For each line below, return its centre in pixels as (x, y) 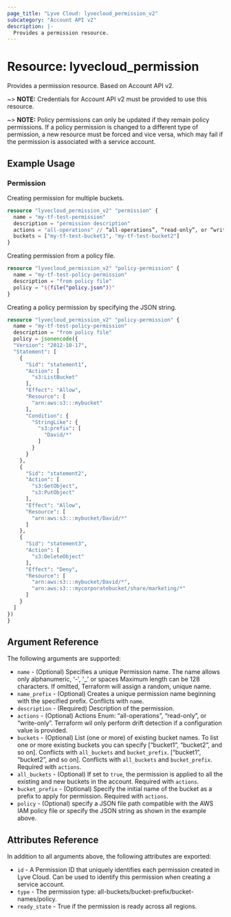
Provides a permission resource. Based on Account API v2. (90, 86)
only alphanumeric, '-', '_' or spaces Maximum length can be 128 (109, 679)
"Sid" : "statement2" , (56, 473)
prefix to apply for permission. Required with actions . (92, 797)
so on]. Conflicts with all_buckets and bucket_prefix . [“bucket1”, (109, 752)
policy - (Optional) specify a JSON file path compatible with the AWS (115, 803)
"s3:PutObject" (54, 493)
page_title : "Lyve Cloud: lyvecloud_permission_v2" (82, 13)
